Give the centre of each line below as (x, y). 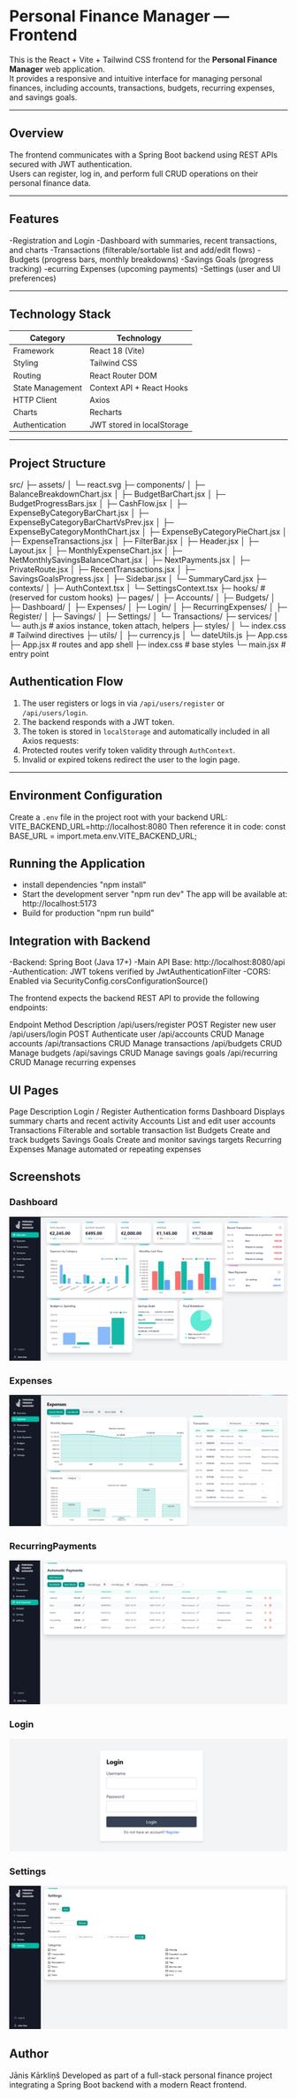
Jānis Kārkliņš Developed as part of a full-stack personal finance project (141, 2075)
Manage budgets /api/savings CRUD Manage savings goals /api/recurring (144, 1053)
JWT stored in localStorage (139, 424)
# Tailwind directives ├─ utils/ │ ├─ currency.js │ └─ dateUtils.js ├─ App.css (148, 635)
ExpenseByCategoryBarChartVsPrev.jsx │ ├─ (91, 522)
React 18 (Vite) (118, 351)
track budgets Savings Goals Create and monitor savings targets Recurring (145, 1140)
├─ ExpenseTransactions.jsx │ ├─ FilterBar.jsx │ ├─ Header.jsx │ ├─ (134, 541)
